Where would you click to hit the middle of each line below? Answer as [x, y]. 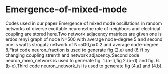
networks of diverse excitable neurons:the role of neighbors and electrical [83, 28]
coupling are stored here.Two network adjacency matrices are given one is [83, 34]
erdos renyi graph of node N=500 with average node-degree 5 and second [84, 39]
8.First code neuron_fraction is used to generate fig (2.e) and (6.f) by [78, 50]
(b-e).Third [17, 66]
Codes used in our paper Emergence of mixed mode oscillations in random [84, 23]
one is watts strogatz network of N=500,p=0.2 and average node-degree [82, 44]
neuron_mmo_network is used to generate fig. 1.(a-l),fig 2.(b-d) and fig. [80, 60]
